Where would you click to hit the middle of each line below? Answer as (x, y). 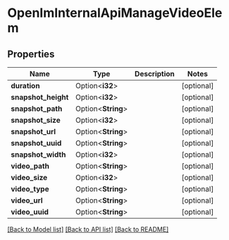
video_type (30, 189)
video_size (29, 178)
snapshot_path (37, 109)
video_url (27, 200)
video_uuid (30, 212)
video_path (30, 166)
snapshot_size (36, 120)
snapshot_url (33, 132)
